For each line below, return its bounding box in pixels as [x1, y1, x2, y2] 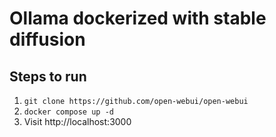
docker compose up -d [23, 107, 114, 117]
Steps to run [9, 68, 87, 85]
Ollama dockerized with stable [9, 7, 267, 30]
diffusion [9, 28, 86, 51]
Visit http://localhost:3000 [23, 116, 132, 127]
